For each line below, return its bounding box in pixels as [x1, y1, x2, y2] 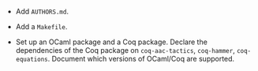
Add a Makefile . [15, 22, 68, 31]
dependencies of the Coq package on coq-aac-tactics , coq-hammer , [15, 46, 235, 54]
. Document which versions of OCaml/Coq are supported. [47, 54, 235, 63]
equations [15, 55, 49, 63]
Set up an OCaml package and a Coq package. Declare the [15, 37, 208, 47]
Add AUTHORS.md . [15, 7, 69, 16]
